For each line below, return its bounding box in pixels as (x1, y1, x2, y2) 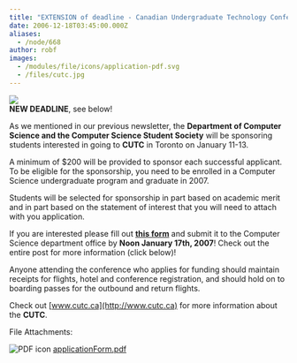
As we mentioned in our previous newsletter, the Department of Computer (9, 120, 282, 131)
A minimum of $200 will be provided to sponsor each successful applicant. (9, 156, 283, 167)
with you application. (9, 211, 86, 222)
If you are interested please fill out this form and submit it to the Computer (9, 228, 280, 238)
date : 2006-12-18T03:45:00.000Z (9, 21, 128, 30)
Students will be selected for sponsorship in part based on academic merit (9, 192, 281, 203)
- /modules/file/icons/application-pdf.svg (17, 63, 179, 72)
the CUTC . (9, 309, 48, 320)
